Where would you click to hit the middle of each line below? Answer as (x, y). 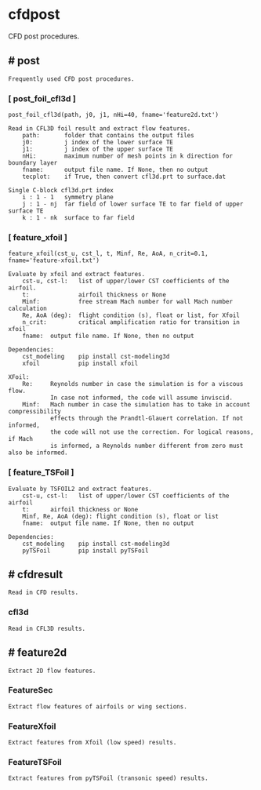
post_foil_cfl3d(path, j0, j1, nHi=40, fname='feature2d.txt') (114, 115)
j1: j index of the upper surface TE (98, 149)
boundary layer (33, 163)
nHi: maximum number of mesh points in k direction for (128, 156)
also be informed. (38, 453)
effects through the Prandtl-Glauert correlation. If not (147, 419)
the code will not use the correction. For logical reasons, (152, 432)
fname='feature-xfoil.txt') (54, 260)
